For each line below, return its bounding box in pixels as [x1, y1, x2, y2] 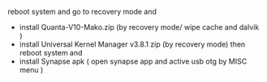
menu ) [19, 65, 44, 75]
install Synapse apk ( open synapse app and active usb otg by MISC [19, 56, 248, 66]
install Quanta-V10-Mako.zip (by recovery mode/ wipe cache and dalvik [19, 23, 260, 31]
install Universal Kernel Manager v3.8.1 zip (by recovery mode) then [19, 39, 246, 49]
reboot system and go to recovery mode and [7, 7, 157, 16]
